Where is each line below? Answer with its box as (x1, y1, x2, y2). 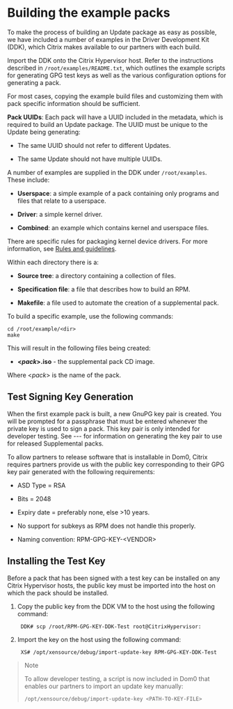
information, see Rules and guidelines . (7, 244, 117, 252)
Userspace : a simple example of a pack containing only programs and (17, 189, 219, 197)
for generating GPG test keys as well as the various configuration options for (7, 71, 227, 79)
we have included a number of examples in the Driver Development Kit (7, 35, 209, 43)
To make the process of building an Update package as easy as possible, (7, 28, 217, 36)
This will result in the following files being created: (7, 344, 151, 352)
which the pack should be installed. (7, 588, 109, 597)
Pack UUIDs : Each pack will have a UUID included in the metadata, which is (7, 113, 224, 121)
